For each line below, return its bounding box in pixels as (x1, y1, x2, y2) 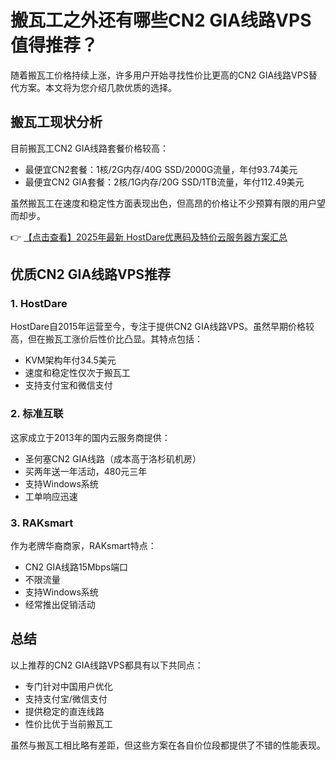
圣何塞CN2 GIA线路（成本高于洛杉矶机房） (24, 452, 202, 465)
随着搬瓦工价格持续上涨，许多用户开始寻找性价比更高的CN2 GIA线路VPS (10, 69, 309, 81)
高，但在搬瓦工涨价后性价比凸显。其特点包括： (10, 333, 203, 345)
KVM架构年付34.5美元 (24, 354, 117, 366)
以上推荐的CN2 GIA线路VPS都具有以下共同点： (10, 659, 204, 671)
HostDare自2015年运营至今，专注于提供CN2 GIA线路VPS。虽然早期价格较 (10, 321, 315, 333)
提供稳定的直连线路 (24, 705, 105, 717)
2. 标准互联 (10, 407, 64, 421)
